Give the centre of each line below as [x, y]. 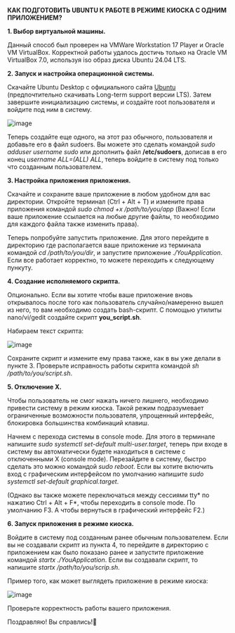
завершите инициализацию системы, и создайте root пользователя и [111, 102]
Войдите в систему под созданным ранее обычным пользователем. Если [118, 537]
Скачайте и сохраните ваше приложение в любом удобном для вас [109, 194]
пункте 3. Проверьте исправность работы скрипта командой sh [103, 366]
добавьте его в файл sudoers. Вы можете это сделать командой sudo [111, 144]
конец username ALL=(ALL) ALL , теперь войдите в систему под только [113, 159]
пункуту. [20, 268]
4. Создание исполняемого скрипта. [64, 281]
